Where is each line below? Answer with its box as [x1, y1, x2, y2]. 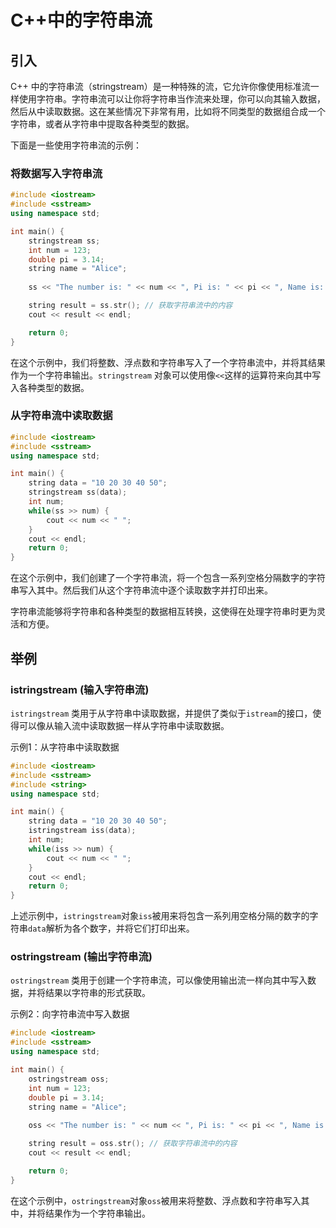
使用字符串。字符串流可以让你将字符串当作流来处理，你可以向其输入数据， [18, 93, 326, 105]
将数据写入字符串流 [10, 166, 103, 180]
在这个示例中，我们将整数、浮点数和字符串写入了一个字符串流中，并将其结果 [10, 356, 326, 368]
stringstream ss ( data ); [28, 487, 128, 498]
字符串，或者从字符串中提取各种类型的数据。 [10, 118, 195, 130]
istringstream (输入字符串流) [10, 682, 150, 696]
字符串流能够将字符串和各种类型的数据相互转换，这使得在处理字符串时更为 [10, 606, 317, 618]
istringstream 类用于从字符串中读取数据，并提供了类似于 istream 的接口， [10, 707, 313, 719]
